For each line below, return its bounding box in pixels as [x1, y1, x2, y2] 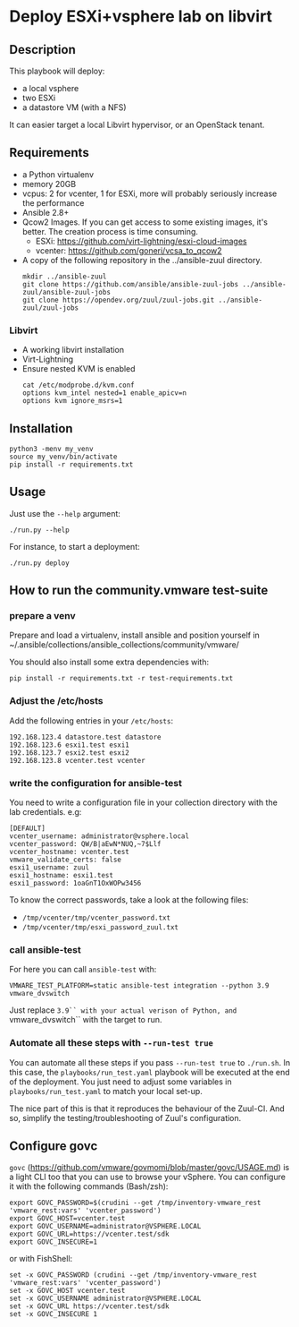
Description [9, 42, 76, 57]
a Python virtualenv [21, 168, 95, 180]
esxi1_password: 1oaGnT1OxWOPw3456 [9, 879, 142, 888]
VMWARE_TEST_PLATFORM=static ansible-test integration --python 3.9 [9, 981, 270, 990]
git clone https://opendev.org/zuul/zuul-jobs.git [21, 295, 215, 304]
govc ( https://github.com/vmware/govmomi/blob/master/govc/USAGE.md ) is [9, 1162, 290, 1173]
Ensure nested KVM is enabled [21, 364, 136, 374]
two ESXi [21, 92, 56, 103]
